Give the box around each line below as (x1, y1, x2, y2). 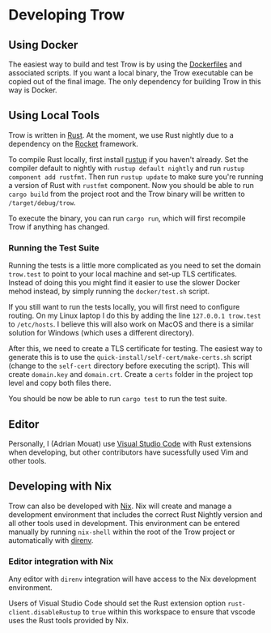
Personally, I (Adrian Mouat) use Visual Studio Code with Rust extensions (8, 438, 252, 448)
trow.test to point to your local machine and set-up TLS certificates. (8, 269, 237, 279)
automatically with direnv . (8, 535, 94, 545)
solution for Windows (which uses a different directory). (8, 328, 194, 338)
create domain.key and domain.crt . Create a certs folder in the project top (8, 370, 253, 379)
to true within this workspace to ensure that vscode (83, 607, 256, 617)
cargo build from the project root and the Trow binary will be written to (8, 189, 245, 199)
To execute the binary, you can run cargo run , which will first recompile (8, 213, 246, 223)
